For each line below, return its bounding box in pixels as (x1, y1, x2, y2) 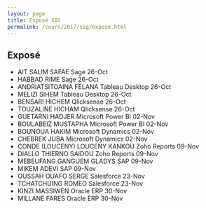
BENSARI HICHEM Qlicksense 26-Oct (17, 97, 126, 106)
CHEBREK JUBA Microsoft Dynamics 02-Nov (17, 134, 148, 144)
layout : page (7, 10, 46, 18)
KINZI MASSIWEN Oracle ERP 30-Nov (17, 187, 128, 195)
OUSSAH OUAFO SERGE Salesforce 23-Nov (17, 172, 145, 181)
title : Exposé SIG (7, 17, 61, 24)
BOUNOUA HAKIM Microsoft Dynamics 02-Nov (17, 127, 154, 136)
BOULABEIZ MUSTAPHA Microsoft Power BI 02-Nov (17, 120, 169, 128)
